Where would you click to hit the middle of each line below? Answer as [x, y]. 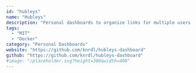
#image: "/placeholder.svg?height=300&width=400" [68, 61]
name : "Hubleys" [26, 17]
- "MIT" [21, 34]
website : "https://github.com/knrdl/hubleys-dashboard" [76, 50]
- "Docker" [25, 39]
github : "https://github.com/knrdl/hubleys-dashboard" [75, 55]
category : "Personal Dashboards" [47, 45]
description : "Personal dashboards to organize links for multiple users [99, 22]
